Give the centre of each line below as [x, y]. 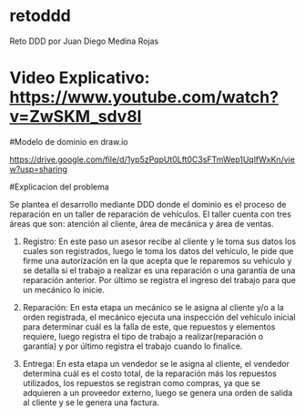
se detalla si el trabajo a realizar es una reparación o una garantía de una [159, 270]
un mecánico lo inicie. [64, 290]
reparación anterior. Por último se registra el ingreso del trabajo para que [159, 280]
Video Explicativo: [80, 78]
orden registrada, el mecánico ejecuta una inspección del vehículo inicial [159, 317]
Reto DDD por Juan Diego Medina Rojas [84, 41]
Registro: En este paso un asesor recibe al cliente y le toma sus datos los [159, 241]
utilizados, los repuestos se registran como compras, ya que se [142, 382]
